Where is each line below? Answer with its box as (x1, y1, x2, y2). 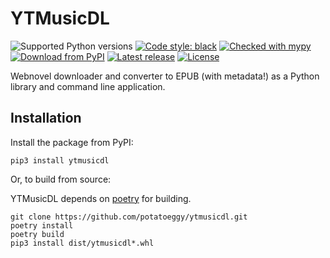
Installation (10, 110, 82, 127)
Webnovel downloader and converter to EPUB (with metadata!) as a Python (10, 70, 320, 82)
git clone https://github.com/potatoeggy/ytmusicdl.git (10, 212, 248, 222)
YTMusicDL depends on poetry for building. (10, 192, 192, 204)
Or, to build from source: (10, 173, 112, 185)
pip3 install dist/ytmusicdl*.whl (10, 238, 155, 248)
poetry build (10, 229, 65, 239)
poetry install (10, 220, 74, 231)
